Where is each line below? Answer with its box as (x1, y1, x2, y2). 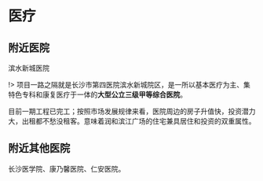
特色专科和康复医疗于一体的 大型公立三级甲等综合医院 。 (8, 90, 187, 99)
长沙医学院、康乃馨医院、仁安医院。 (8, 164, 126, 173)
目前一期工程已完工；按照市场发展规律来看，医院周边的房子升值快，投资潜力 (8, 107, 256, 116)
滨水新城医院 (8, 64, 49, 72)
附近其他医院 (8, 142, 71, 155)
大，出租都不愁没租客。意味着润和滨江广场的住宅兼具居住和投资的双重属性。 (8, 116, 256, 126)
